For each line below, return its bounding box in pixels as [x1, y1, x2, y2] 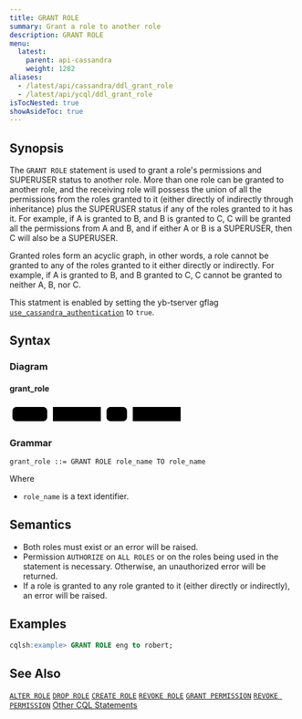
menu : [9, 38, 30, 48]
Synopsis [9, 141, 64, 156]
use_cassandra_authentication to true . [9, 307, 155, 318]
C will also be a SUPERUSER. [9, 233, 119, 244]
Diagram [9, 360, 48, 373]
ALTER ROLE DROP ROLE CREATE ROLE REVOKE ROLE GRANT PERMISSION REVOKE [9, 692, 278, 701]
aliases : [9, 73, 43, 82]
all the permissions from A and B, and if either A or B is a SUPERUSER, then [9, 223, 293, 234]
